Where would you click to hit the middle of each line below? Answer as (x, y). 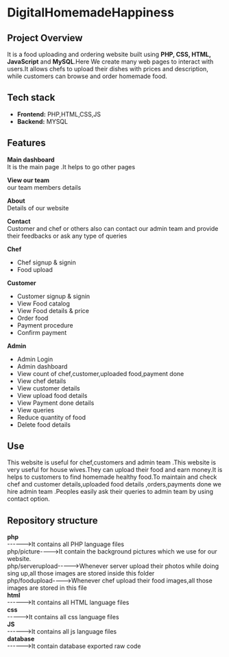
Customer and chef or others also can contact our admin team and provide (113, 228)
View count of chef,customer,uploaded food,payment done (100, 373)
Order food (33, 318)
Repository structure (52, 520)
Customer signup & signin (53, 296)
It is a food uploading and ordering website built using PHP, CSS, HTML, (109, 54)
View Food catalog (44, 303)
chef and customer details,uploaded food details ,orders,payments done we (114, 484)
